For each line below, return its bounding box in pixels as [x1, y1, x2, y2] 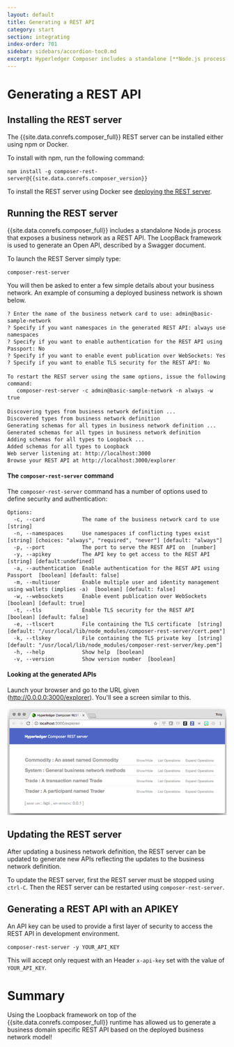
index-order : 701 [7, 41, 58, 48]
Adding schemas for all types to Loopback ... [7, 436, 145, 443]
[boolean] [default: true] [7, 599, 86, 607]
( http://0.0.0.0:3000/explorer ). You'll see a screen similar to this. [7, 694, 192, 702]
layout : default [7, 11, 54, 18]
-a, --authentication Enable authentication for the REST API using [13, 564, 219, 572]
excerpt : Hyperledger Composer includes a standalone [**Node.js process [7, 56, 226, 63]
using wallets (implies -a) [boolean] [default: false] [7, 585, 176, 593]
